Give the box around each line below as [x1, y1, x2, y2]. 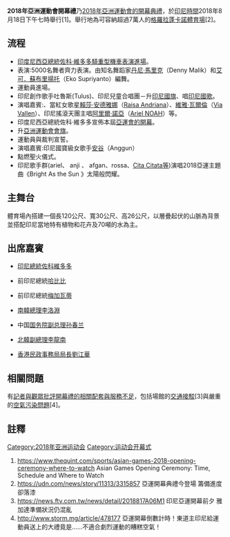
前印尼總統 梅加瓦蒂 [17, 291, 73, 300]
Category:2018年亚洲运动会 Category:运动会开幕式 [7, 443, 152, 451]
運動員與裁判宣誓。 [17, 135, 73, 143]
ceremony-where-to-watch [17, 464, 95, 473]
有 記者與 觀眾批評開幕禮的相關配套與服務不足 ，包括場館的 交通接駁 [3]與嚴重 [7, 392, 221, 401]
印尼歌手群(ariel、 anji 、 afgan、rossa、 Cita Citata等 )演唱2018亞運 [17, 161, 209, 169]
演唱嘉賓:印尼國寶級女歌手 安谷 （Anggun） [17, 143, 139, 152]
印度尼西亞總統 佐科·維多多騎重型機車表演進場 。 [17, 57, 153, 65]
